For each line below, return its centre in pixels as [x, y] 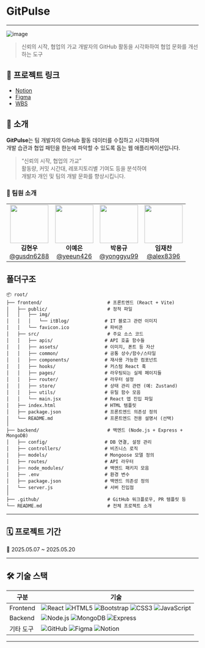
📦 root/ [17, 295]
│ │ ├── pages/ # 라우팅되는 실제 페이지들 [84, 373]
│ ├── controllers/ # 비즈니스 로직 [72, 448]
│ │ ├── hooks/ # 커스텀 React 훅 [76, 366]
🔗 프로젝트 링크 [33, 75]
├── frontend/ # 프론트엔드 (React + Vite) [91, 303]
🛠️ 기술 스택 [27, 576]
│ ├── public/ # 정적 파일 [70, 309]
